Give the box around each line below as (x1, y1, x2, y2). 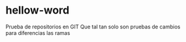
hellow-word (5, 4, 69, 17)
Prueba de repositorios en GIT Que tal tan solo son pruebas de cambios (5, 23, 181, 30)
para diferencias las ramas (5, 29, 70, 36)
